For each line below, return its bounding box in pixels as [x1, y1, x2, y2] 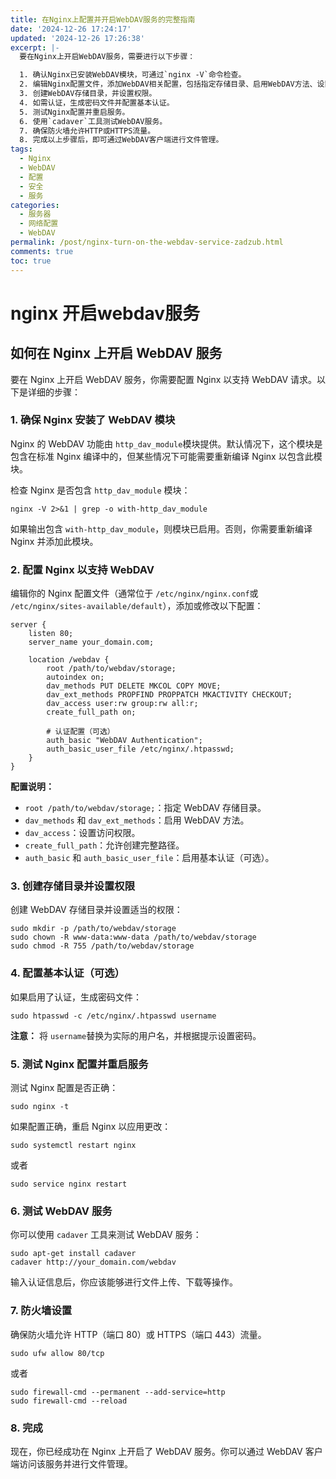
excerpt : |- [10, 42, 60, 53]
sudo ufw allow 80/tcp [10, 1348, 105, 1358]
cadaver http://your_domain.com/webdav [10, 1257, 177, 1268]
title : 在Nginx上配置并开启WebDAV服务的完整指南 [10, 14, 196, 25]
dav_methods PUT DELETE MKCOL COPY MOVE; [46, 681, 222, 691]
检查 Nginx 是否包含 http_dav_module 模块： [10, 484, 191, 496]
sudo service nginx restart [10, 1179, 128, 1189]
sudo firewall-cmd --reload [10, 1396, 128, 1406]
